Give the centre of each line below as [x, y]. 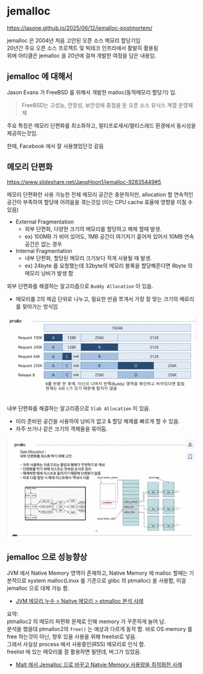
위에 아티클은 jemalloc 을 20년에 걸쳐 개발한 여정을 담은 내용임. [82, 55]
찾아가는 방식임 [40, 306]
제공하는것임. [22, 133]
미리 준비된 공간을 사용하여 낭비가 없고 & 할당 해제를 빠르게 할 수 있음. [98, 421]
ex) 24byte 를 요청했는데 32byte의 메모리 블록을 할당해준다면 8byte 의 [108, 265]
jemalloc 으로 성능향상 [47, 557]
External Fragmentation [45, 222]
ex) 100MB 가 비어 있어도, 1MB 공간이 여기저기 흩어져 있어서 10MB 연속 [109, 236]
